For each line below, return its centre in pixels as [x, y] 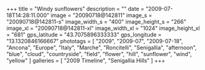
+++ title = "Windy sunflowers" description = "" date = [75, 9]
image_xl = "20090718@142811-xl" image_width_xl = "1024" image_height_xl [103, 28]
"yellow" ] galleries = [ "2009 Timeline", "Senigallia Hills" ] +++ [86, 61]
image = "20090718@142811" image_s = [101, 15]
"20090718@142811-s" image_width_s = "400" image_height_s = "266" [96, 22]
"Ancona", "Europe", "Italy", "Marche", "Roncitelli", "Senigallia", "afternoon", [102, 47]
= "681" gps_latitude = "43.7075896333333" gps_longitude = [84, 35]
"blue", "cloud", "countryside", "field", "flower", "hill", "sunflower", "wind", [99, 54]
